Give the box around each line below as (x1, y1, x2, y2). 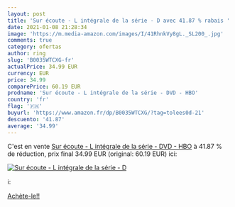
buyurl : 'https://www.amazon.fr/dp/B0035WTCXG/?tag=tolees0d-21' (7, 109, 204, 116)
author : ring (7, 50, 46, 57)
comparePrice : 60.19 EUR (7, 83, 81, 90)
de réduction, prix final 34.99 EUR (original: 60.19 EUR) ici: (7, 150, 177, 158)
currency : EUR (7, 69, 50, 77)
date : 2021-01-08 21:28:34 (7, 23, 87, 30)
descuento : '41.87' (7, 116, 65, 123)
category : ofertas (7, 43, 62, 50)
